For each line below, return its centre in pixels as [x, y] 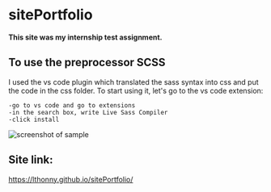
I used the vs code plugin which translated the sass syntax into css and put [133, 81]
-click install [34, 119]
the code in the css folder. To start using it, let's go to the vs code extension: [136, 90]
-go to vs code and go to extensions [72, 105]
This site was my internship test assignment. [85, 37]
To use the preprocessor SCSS [87, 63]
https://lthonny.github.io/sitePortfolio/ [71, 179]
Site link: [31, 160]
